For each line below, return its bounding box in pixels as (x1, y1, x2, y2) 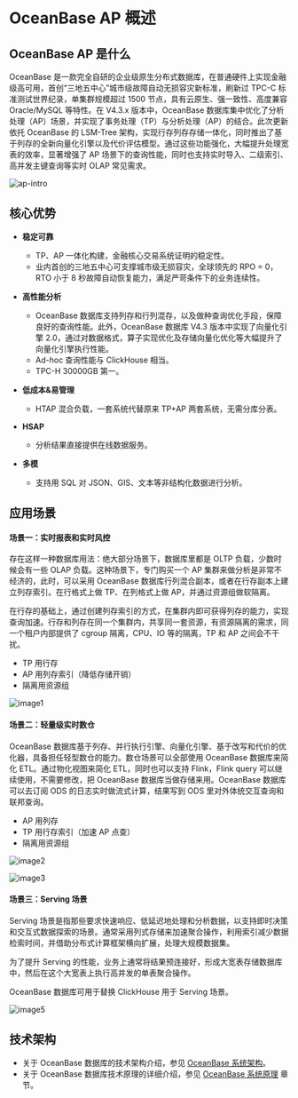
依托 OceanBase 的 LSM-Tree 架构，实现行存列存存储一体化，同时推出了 (9, 127, 275, 138)
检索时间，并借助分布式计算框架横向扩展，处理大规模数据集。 (9, 937, 235, 948)
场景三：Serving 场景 (9, 894, 88, 904)
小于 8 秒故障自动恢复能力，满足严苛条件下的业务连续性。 (52, 272, 265, 282)
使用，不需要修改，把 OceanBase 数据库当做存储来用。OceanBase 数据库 (16, 774, 286, 784)
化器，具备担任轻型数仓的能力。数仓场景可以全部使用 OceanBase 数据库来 (9, 752, 281, 762)
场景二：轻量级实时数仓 (9, 720, 95, 729)
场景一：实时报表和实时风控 (9, 532, 111, 543)
